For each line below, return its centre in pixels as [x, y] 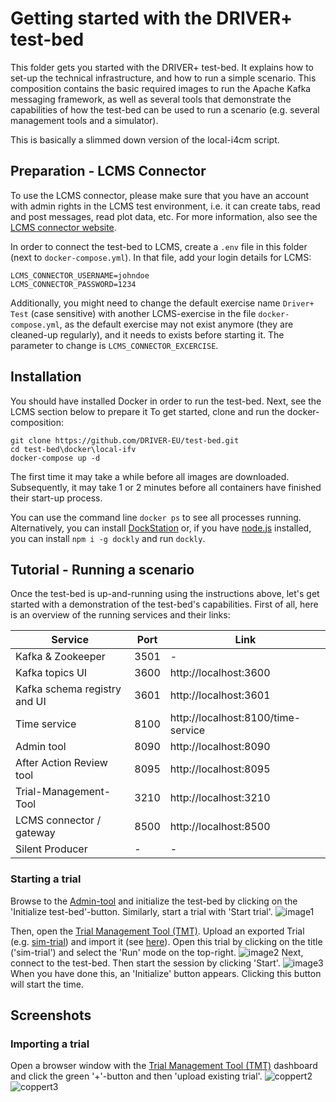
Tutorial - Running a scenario [102, 569]
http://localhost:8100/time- [235, 718]
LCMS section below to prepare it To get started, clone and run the [147, 411]
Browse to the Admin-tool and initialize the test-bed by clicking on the [154, 901]
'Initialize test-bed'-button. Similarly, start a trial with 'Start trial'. [141, 911]
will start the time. [47, 984]
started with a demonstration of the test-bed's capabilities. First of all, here [164, 604]
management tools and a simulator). [84, 120]
